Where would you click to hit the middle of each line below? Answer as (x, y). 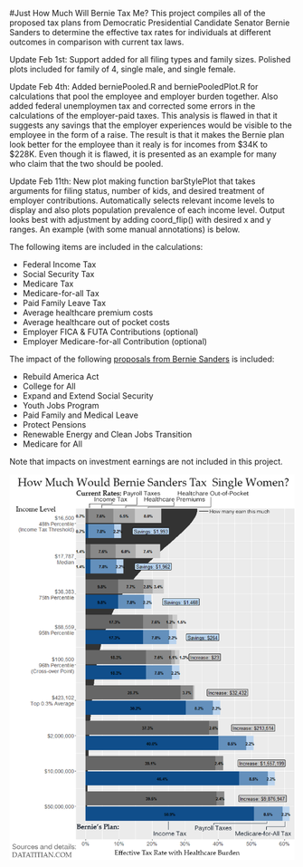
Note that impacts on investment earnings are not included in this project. (146, 462)
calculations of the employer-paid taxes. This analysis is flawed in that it (143, 116)
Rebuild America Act (61, 376)
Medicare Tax (48, 284)
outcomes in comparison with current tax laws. (97, 42)
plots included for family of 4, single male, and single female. (123, 69)
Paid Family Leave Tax (64, 303)
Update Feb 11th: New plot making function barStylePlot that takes (133, 181)
